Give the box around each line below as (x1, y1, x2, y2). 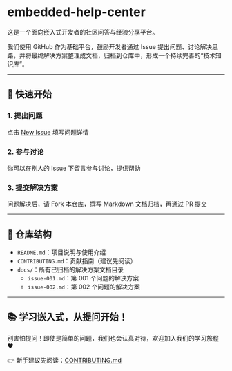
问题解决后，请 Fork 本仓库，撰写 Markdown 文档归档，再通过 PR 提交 (7, 200, 207, 208)
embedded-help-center (7, 4, 146, 20)
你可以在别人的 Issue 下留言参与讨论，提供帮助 (7, 164, 141, 172)
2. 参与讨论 (7, 146, 44, 156)
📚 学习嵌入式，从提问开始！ (7, 312, 128, 323)
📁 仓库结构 (7, 229, 52, 240)
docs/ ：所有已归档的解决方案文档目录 (17, 265, 124, 274)
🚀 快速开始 (7, 88, 52, 100)
